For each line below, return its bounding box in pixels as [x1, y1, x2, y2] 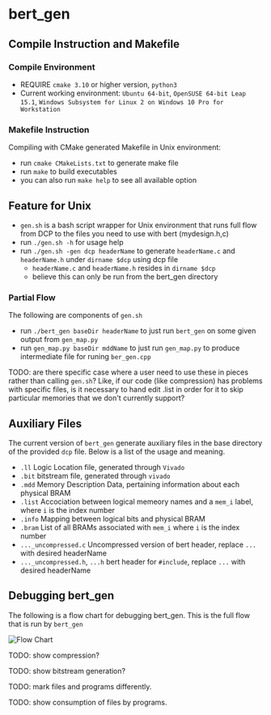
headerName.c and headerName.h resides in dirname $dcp [32, 263, 216, 273]
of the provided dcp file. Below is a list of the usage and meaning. [8, 446, 225, 457]
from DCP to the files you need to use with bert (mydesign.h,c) [19, 228, 229, 239]
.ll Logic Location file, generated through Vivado [19, 463, 185, 472]
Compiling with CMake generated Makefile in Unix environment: [8, 142, 221, 152]
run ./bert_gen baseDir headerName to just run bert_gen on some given [19, 326, 256, 336]
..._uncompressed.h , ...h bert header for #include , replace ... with [19, 557, 246, 567]
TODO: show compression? [8, 650, 100, 660]
